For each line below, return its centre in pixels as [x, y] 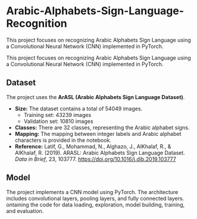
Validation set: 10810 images [58, 121]
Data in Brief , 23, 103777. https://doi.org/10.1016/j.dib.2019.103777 [96, 159]
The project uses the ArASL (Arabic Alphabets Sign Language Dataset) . [96, 97]
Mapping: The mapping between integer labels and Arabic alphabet [98, 134]
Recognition [37, 23]
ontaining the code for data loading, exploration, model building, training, [96, 204]
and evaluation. [25, 211]
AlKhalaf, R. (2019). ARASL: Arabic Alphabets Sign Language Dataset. [100, 153]
